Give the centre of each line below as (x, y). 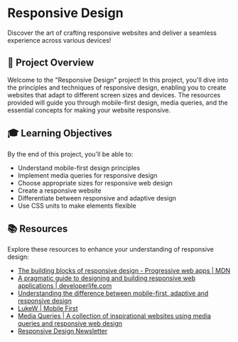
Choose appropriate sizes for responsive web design (95, 183)
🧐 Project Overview (51, 63)
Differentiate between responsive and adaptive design (97, 198)
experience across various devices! (59, 40)
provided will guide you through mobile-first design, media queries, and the (118, 102)
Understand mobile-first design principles (79, 168)
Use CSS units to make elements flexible (77, 205)
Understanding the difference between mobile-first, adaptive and (113, 294)
